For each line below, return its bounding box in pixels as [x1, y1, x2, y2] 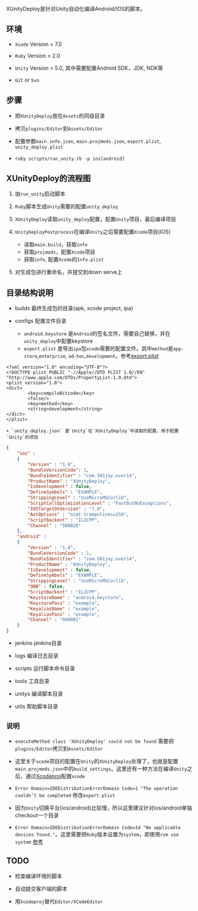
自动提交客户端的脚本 [14, 885, 67, 892]
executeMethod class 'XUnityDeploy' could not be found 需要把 [14, 737, 174, 745]
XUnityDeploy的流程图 [6, 174, 91, 184]
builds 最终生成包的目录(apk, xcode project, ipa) [14, 305, 134, 312]
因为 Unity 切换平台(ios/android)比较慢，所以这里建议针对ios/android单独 [14, 804, 193, 811]
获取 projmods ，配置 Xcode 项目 [23, 248, 95, 255]
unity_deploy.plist [14, 144, 64, 150]
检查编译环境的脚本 [14, 872, 63, 879]
